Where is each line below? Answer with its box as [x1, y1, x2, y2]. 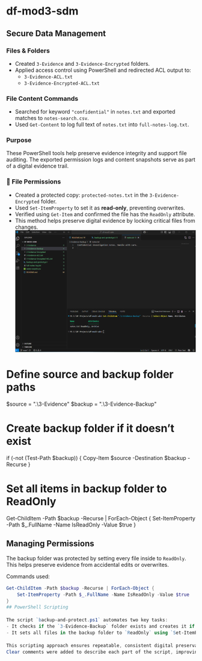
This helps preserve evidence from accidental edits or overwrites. [6, 561, 170, 568]
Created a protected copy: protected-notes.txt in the [14, 191, 148, 199]
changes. [14, 223, 38, 231]
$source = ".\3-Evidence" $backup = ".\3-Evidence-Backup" [6, 400, 157, 408]
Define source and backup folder [6, 368, 174, 382]
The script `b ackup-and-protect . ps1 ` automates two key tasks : [6, 617, 168, 623]
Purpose [6, 136, 32, 144]
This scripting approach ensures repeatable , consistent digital [6, 642, 173, 648]
